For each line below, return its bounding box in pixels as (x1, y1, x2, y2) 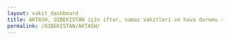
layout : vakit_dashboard (7, 9, 79, 17)
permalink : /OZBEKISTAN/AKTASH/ (7, 22, 100, 29)
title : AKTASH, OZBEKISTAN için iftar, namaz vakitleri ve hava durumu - (7, 16, 224, 23)
